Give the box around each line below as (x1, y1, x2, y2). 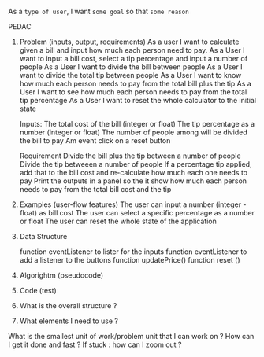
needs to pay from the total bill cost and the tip (19, 185, 172, 193)
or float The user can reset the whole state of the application (19, 216, 217, 226)
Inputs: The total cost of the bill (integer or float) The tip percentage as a (19, 120, 255, 128)
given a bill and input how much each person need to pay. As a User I (19, 46, 246, 54)
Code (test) (19, 286, 57, 295)
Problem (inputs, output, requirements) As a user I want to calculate (19, 37, 240, 46)
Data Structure (19, 232, 68, 241)
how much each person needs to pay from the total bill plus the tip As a (19, 79, 252, 88)
